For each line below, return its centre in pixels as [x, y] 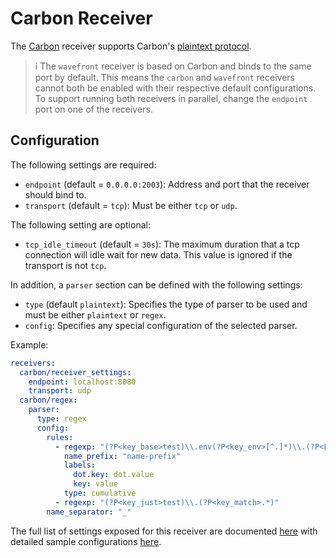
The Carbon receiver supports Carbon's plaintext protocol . [131, 46]
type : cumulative [100, 493]
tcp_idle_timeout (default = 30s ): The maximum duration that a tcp [162, 244]
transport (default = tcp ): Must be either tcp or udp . [131, 205]
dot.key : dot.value [114, 475]
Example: [29, 344]
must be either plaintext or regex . [95, 314]
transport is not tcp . [65, 265]
